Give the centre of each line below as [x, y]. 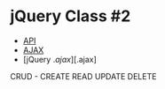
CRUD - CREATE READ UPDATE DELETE [83, 76]
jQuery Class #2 [71, 16]
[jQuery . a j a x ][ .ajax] [59, 59]
